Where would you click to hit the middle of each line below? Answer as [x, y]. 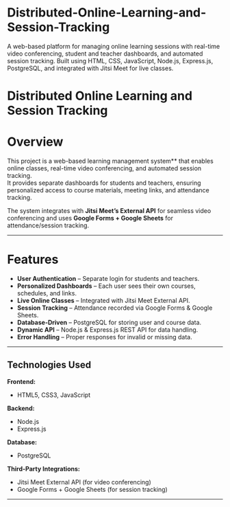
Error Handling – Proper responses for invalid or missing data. [105, 337]
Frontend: [22, 381]
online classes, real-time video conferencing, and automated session [104, 168]
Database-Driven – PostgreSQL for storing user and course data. [109, 322]
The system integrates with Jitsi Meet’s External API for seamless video [109, 211]
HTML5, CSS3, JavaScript [54, 395]
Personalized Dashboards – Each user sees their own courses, [106, 286]
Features [33, 260]
